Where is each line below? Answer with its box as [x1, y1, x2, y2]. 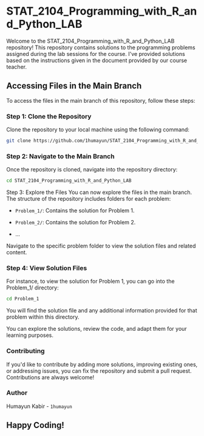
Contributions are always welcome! [6, 373, 95, 381]
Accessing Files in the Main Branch [6, 81, 142, 91]
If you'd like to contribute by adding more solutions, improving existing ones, [6, 361, 198, 368]
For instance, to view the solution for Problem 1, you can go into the [6, 278, 175, 285]
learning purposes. [6, 331, 53, 339]
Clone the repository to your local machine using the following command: [6, 126, 190, 133]
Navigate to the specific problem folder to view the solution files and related [6, 242, 196, 250]
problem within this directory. [6, 313, 80, 320]
